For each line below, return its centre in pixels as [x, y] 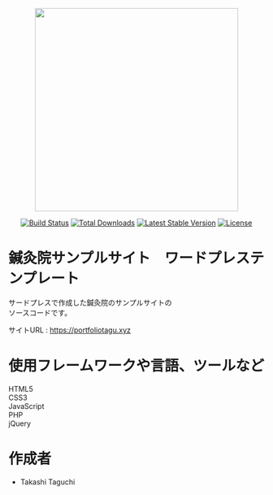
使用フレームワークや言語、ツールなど [136, 366]
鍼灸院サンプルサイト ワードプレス [129, 258]
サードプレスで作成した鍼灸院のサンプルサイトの [90, 302]
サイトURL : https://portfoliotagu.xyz [70, 330]
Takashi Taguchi [48, 482]
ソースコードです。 [40, 312]
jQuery [19, 423]
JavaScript [26, 406]
